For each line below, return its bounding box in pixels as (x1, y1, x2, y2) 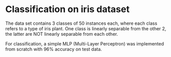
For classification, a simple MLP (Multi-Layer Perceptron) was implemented (5, 40, 164, 46)
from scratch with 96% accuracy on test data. (5, 46, 102, 52)
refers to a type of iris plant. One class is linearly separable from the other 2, (5, 25, 166, 31)
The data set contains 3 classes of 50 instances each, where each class (5, 20, 158, 26)
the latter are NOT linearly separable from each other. (5, 31, 118, 37)
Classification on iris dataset (5, 4, 130, 15)
